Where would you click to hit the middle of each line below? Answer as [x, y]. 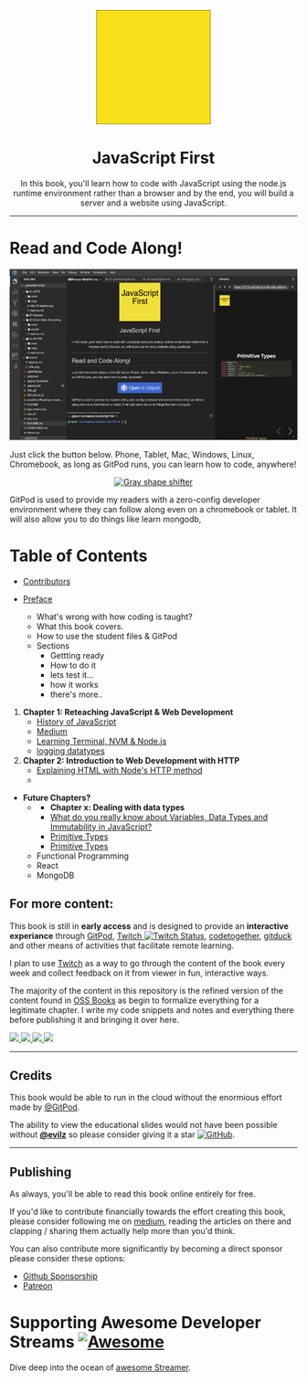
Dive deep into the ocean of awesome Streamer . [101, 1367]
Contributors [47, 581]
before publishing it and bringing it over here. [95, 1019]
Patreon [37, 1286]
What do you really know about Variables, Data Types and [159, 817]
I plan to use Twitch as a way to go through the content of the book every [148, 963]
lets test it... [72, 675]
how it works [74, 684]
